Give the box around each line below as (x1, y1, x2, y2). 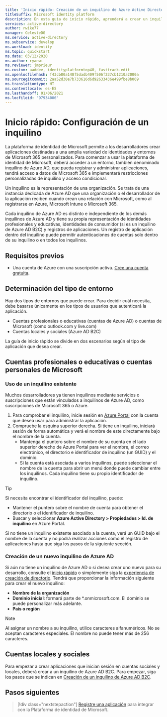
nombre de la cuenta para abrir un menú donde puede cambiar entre (19, 465, 161, 471)
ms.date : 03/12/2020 (5, 53, 48, 59)
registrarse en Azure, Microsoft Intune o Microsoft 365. (5, 201, 118, 207)
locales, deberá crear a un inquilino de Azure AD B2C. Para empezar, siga (5, 668, 156, 675)
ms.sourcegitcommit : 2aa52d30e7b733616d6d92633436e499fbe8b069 (5, 77, 139, 82)
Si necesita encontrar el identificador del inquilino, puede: (5, 495, 123, 501)
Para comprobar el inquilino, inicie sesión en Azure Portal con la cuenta (12, 412, 159, 418)
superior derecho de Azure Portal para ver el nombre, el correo (19, 444, 149, 450)
